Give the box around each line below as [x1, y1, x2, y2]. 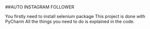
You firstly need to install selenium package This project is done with [5, 14, 146, 19]
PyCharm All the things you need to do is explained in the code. [5, 19, 135, 24]
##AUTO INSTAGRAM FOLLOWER [5, 4, 75, 10]
